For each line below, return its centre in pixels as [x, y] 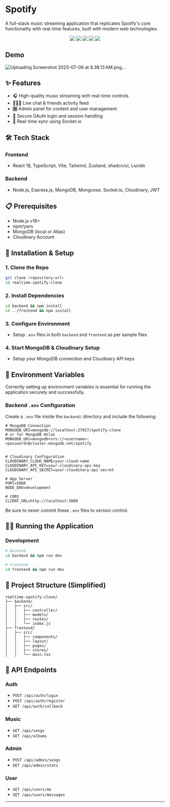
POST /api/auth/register [39, 701]
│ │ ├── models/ [27, 615]
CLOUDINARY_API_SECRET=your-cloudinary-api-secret [60, 470]
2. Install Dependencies [35, 295]
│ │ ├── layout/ [27, 641]
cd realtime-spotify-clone [34, 282]
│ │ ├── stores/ [27, 650]
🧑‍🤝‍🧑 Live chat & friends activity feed [51, 103]
